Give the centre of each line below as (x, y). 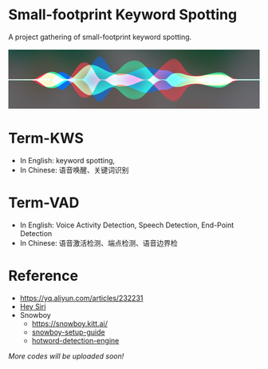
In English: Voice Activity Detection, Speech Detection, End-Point (127, 225)
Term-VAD (44, 203)
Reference (43, 276)
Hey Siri (33, 307)
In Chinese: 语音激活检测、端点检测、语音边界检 (99, 243)
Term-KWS (46, 138)
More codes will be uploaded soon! (66, 356)
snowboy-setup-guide (68, 332)
